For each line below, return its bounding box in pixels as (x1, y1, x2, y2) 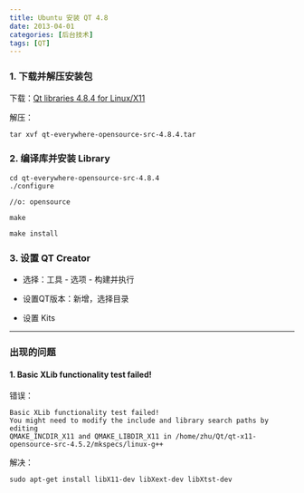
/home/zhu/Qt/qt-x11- (175, 432, 257, 441)
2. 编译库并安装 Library (9, 152, 110, 165)
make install (9, 228, 59, 238)
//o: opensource (9, 197, 71, 207)
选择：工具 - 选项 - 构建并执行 (22, 274, 135, 285)
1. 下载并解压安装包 (9, 70, 93, 82)
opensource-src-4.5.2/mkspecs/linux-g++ (9, 440, 165, 449)
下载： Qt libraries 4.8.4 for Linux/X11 (9, 92, 146, 103)
